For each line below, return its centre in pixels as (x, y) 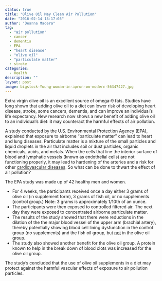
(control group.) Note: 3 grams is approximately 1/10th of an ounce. (79, 201)
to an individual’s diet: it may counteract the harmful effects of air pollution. (80, 121)
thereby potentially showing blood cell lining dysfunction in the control (82, 227)
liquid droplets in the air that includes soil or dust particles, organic (72, 146)
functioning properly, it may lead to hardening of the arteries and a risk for (79, 162)
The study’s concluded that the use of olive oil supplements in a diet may (78, 263)
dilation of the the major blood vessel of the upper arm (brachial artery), (84, 222)
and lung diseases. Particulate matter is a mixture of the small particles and (80, 141)
